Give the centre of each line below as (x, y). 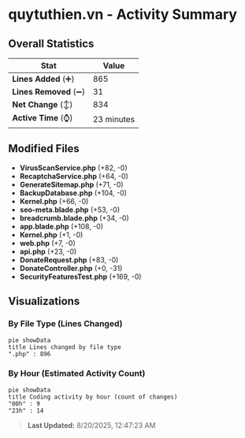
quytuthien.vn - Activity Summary (123, 15)
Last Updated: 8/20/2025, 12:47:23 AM (91, 425)
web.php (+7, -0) (48, 243)
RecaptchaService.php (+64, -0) (74, 176)
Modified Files (44, 148)
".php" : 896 (30, 354)
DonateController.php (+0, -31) (71, 268)
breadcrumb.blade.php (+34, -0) (74, 217)
